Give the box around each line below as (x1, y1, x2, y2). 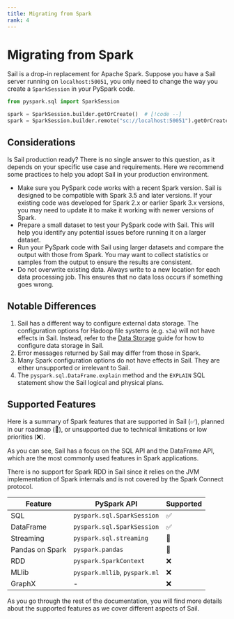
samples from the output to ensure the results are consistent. (17, 258, 193, 266)
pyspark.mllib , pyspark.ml (72, 567, 159, 577)
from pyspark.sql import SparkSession (7, 99, 120, 105)
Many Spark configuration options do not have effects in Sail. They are (17, 356, 221, 364)
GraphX (10, 578, 36, 588)
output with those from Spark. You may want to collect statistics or (17, 250, 209, 258)
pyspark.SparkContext (72, 557, 145, 565)
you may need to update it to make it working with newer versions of (17, 205, 214, 214)
